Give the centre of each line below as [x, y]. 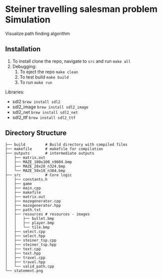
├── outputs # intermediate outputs [50, 153]
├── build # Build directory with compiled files [66, 144]
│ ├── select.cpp [25, 232]
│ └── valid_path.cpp [30, 266]
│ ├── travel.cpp [25, 258]
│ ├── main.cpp [23, 188]
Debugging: [24, 66]
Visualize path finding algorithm [38, 33]
